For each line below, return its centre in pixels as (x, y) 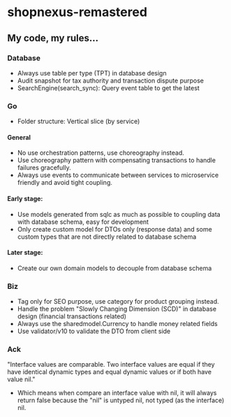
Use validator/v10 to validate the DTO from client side (94, 331)
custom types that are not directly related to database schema (107, 236)
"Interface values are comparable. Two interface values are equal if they (111, 365)
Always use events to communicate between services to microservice (118, 175)
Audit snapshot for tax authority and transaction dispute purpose (111, 80)
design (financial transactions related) (72, 316)
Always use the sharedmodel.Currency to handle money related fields (117, 324)
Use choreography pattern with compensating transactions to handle (117, 160)
